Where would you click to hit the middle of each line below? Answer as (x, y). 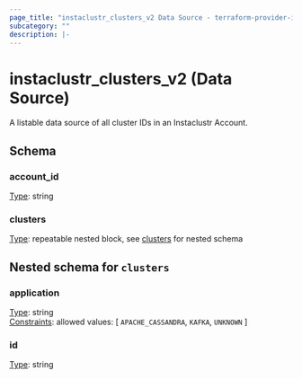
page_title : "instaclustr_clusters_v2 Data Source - (110, 18)
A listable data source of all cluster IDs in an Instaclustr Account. (129, 123)
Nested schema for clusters (89, 267)
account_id (34, 176)
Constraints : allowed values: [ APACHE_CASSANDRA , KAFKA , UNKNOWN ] (129, 322)
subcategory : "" (40, 26)
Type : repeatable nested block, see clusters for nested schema (126, 239)
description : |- (40, 34)
